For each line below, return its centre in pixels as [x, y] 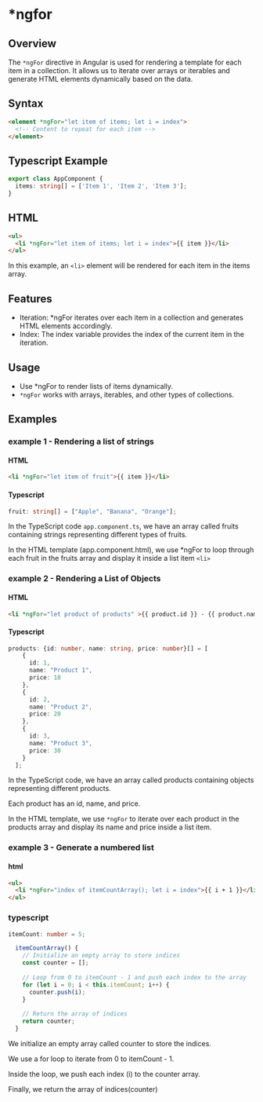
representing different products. [59, 789]
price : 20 [45, 714]
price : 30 [45, 751]
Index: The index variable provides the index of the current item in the [132, 335]
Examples [32, 419]
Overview [32, 44]
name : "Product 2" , [60, 707]
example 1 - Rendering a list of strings [81, 441]
